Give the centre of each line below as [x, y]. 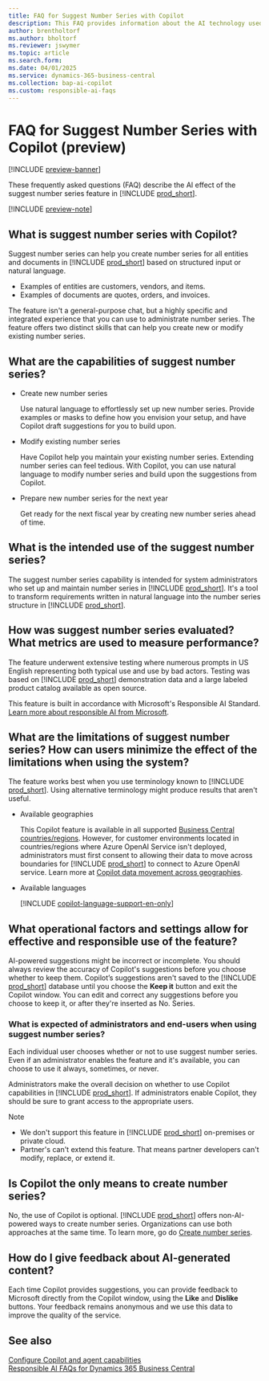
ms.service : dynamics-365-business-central [82, 76]
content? [31, 1270]
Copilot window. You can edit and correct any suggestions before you [123, 995]
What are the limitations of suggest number [119, 737]
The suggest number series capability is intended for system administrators [133, 579]
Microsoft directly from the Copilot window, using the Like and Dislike [123, 1298]
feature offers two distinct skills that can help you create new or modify [126, 328]
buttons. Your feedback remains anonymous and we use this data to [121, 1307]
